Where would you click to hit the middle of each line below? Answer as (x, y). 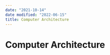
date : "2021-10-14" (26, 10)
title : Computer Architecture (37, 19)
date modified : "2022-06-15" (36, 15)
